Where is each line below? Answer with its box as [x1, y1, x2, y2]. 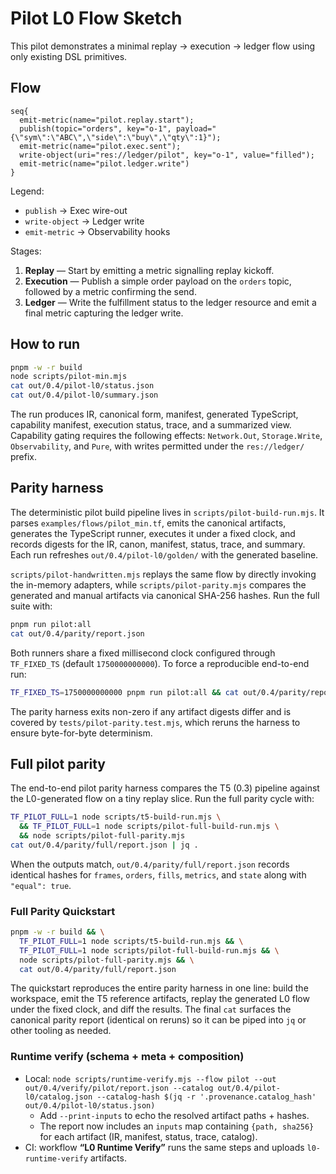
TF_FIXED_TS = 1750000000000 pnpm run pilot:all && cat [10, 687, 240, 697]
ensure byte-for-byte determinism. [10, 727, 153, 739]
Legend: [10, 185, 45, 197]
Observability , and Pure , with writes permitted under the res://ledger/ [10, 440, 305, 452]
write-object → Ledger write [24, 215, 145, 227]
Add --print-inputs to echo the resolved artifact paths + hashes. [39, 1109, 310, 1121]
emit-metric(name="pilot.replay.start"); [19, 115, 195, 125]
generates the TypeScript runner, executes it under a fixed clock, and [10, 527, 296, 539]
